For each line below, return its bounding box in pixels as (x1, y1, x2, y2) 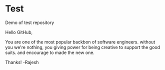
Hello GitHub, (5, 29, 33, 35)
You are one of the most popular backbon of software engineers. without (5, 38, 155, 45)
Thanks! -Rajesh (5, 59, 39, 65)
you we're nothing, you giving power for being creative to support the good (5, 44, 160, 50)
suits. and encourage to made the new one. (5, 49, 95, 55)
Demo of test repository (5, 19, 54, 25)
